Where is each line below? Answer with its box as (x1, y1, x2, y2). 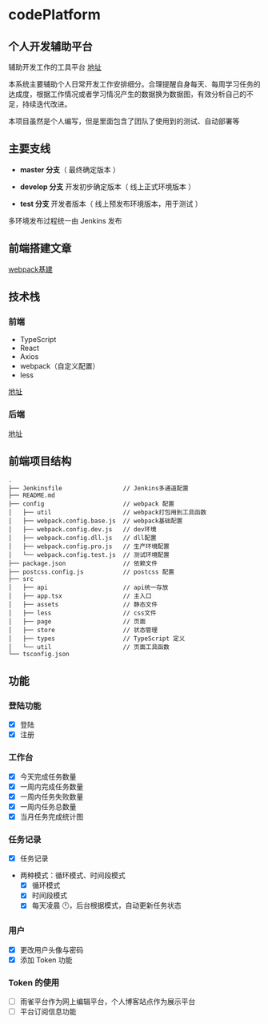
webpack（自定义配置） (19, 361, 100, 371)
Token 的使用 (8, 977, 60, 988)
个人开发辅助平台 (8, 39, 93, 53)
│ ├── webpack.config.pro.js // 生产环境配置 (8, 542, 170, 550)
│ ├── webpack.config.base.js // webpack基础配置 (8, 517, 183, 526)
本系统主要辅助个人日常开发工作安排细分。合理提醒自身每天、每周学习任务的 (8, 79, 261, 89)
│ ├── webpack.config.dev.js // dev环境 (8, 526, 157, 534)
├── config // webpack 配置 (8, 500, 174, 508)
